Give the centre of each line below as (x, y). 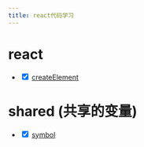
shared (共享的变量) (73, 111)
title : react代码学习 (41, 15)
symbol (43, 134)
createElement (55, 77)
